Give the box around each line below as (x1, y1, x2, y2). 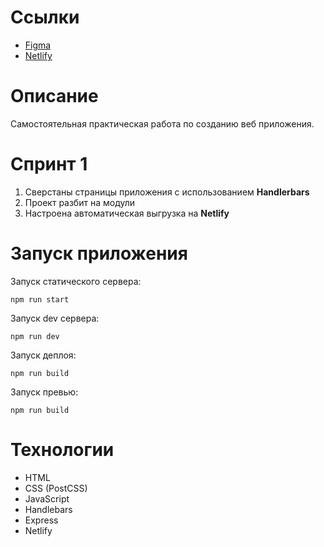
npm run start (10, 294, 70, 305)
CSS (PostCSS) (24, 482, 88, 494)
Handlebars (24, 503, 73, 515)
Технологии (10, 438, 115, 461)
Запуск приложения (10, 242, 188, 265)
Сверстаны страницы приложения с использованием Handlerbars (24, 186, 310, 198)
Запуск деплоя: (10, 349, 77, 361)
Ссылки (10, 6, 80, 29)
